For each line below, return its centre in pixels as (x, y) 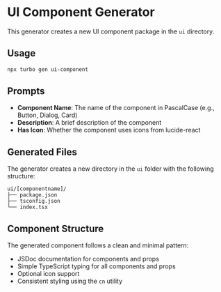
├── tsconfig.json (34, 201)
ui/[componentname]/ (37, 189)
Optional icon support (48, 274)
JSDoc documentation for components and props (88, 259)
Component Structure (56, 228)
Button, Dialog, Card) (47, 115)
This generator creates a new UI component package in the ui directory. (111, 31)
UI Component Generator (81, 12)
